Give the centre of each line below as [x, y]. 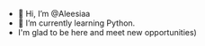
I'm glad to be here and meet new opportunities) [107, 32]
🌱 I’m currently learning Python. [76, 23]
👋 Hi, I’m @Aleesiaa [54, 14]
